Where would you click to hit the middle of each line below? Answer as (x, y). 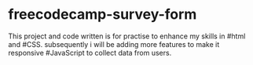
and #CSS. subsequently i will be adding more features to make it (114, 44)
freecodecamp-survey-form (103, 14)
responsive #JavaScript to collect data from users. (90, 52)
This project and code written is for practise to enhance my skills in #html (127, 36)
